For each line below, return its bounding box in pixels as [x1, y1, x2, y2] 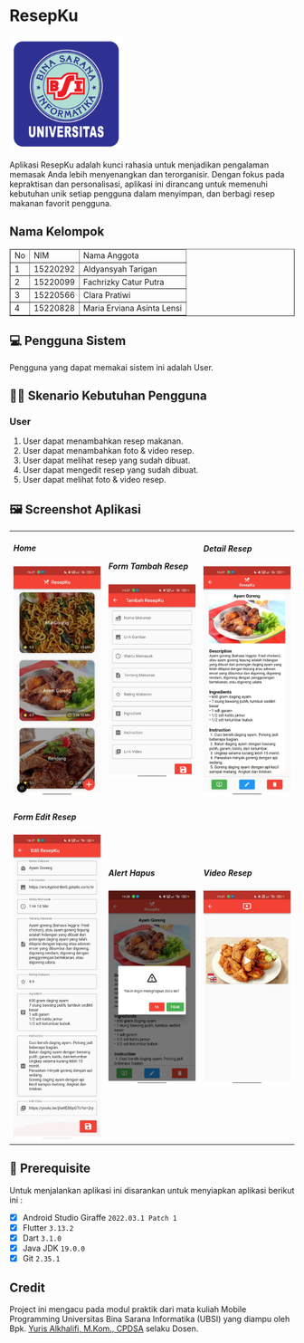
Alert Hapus [108, 867, 156, 878]
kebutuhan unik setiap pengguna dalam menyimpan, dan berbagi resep [9, 187, 275, 199]
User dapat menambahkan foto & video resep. [22, 446, 195, 456]
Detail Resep [203, 542, 252, 553]
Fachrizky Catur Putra [82, 276, 165, 287]
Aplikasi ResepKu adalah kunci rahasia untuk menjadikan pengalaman [9, 159, 270, 170]
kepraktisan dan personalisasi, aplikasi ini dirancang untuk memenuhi [9, 178, 269, 189]
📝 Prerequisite [9, 1161, 90, 1176]
